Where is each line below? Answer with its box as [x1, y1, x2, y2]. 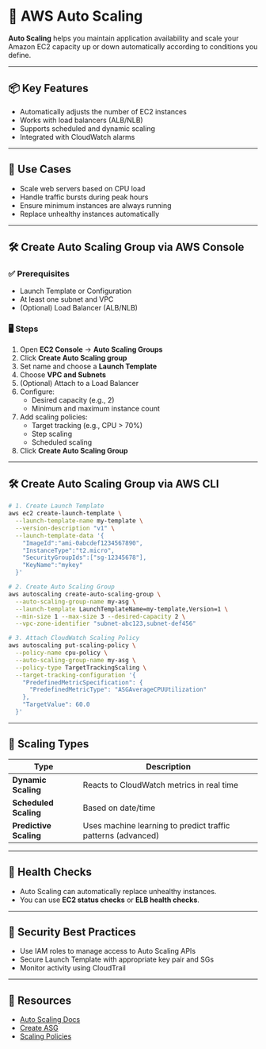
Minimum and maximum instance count [31, 403, 161, 413]
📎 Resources [8, 993, 72, 1007]
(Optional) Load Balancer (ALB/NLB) [19, 303, 139, 313]
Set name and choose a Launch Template [19, 361, 158, 371]
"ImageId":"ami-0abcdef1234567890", [22, 539, 144, 547]
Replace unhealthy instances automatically [19, 209, 160, 218]
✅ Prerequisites [8, 268, 70, 279]
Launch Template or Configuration [19, 286, 132, 296]
